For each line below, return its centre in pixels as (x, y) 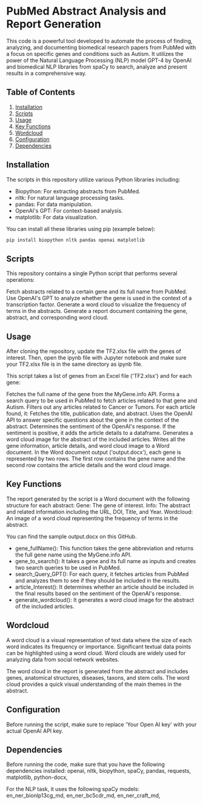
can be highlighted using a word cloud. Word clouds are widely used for (96, 653)
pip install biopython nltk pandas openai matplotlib (76, 240)
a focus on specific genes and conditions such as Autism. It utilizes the (95, 53)
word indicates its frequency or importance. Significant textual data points (99, 646)
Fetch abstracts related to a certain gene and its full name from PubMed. (97, 292)
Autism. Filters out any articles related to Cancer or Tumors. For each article (101, 407)
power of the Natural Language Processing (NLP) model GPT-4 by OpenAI (99, 60)
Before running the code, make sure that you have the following (86, 764)
